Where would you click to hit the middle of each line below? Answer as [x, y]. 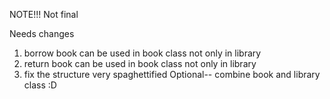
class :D [40, 85]
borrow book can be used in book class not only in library [142, 53]
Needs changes [42, 33]
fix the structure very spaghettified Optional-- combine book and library [172, 74]
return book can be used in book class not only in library [140, 63]
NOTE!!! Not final [44, 14]
